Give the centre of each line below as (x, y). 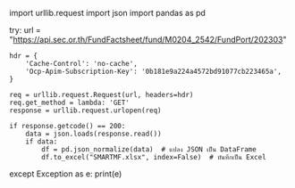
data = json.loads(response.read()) (94, 134)
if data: (42, 142)
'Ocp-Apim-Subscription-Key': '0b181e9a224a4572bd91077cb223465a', (153, 71)
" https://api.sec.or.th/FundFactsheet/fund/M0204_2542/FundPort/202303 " (148, 40)
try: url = (25, 30)
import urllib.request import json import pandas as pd (107, 13)
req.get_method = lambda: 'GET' (69, 102)
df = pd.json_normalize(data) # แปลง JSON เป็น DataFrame (149, 150)
